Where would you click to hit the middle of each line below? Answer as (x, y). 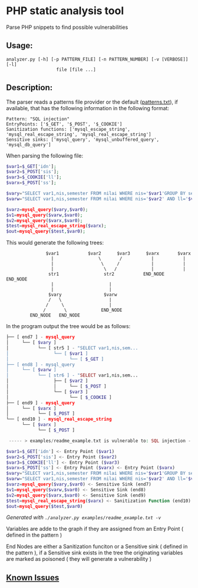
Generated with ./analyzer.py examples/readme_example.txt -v (84, 517)
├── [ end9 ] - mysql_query (41, 403)
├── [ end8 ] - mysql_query (41, 364)
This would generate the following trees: (55, 243)
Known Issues (33, 578)
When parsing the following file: (45, 156)
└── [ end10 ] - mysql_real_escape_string (59, 419)
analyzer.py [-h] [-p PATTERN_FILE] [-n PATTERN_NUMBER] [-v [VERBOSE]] (97, 59)
